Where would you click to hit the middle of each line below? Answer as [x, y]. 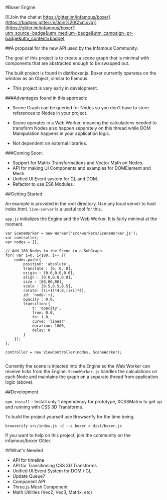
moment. [14, 224]
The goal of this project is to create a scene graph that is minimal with [77, 58]
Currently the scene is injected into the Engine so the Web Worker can [78, 366]
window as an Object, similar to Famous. [47, 78]
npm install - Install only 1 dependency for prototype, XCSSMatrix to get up [83, 402]
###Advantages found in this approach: [46, 98]
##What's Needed [24, 450]
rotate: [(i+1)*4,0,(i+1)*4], [55, 291]
